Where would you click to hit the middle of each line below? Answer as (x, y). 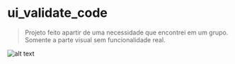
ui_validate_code (57, 13)
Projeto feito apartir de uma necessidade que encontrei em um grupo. (126, 32)
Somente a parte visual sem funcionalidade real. (95, 39)
